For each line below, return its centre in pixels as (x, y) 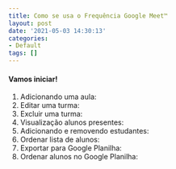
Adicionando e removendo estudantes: (84, 131)
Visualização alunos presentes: (72, 122)
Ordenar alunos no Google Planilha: (79, 157)
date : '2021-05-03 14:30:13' (57, 31)
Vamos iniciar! (33, 79)
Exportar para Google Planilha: (71, 148)
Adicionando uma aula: (58, 97)
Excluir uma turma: (51, 114)
